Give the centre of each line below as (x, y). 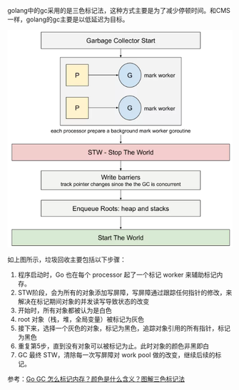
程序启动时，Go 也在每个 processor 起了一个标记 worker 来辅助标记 (117, 275)
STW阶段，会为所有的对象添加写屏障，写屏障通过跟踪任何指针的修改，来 (125, 293)
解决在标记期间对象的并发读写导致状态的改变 (83, 302)
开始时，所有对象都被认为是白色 (65, 311)
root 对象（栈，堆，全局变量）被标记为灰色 (81, 319)
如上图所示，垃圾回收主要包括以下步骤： (67, 260)
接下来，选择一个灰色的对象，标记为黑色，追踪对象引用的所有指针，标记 (124, 328)
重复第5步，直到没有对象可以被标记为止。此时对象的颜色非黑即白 (113, 346)
